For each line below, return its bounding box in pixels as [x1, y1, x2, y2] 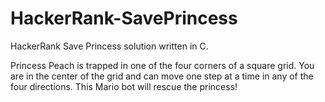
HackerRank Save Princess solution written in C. [10, 40, 209, 52]
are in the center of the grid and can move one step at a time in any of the [10, 70, 314, 82]
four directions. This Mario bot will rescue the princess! [10, 80, 238, 92]
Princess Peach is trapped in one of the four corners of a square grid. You [10, 59, 315, 71]
